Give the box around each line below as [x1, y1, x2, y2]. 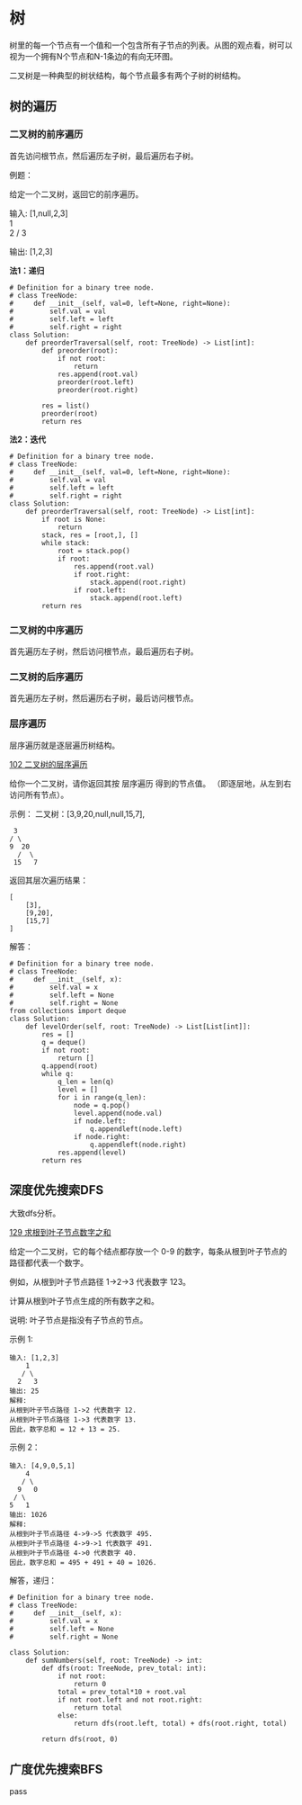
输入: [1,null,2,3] [9, 208, 69, 219]
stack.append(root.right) [89, 578, 187, 587]
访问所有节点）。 [9, 789, 69, 800]
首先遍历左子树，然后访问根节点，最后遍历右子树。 [9, 645, 199, 657]
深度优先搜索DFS [9, 1182, 104, 1198]
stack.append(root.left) [89, 593, 182, 603]
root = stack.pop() [57, 546, 130, 555]
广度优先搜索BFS [9, 1761, 103, 1777]
